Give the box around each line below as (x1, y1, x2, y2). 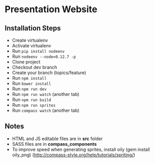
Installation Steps (5, 24, 61, 32)
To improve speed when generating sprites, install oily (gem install (12, 146, 150, 152)
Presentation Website (5, 4, 97, 15)
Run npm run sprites (12, 102, 56, 108)
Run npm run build (12, 96, 51, 103)
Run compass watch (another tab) (12, 108, 80, 113)
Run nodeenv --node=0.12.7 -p (12, 53, 76, 59)
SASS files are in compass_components (12, 141, 97, 147)
